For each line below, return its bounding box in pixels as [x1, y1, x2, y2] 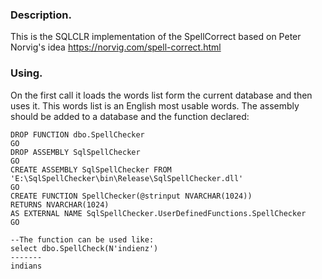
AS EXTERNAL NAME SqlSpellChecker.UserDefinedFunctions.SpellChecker [10, 208, 307, 218]
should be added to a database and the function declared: [10, 110, 250, 122]
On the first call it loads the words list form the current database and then [10, 89, 313, 101]
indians [10, 261, 43, 271]
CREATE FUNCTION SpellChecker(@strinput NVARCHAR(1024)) [10, 191, 253, 201]
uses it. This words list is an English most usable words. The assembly [10, 99, 300, 112]
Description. [10, 8, 72, 22]
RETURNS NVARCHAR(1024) [10, 199, 110, 210]
